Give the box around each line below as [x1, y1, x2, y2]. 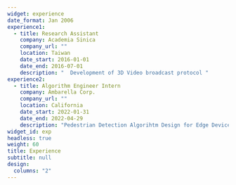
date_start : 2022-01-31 [20, 108, 90, 115]
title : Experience [7, 148, 61, 155]
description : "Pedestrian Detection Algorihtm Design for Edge [20, 121, 209, 129]
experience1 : [7, 23, 46, 30]
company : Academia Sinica [20, 37, 96, 44]
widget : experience [7, 10, 65, 18]
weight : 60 [7, 141, 39, 148]
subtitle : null [7, 154, 52, 162]
